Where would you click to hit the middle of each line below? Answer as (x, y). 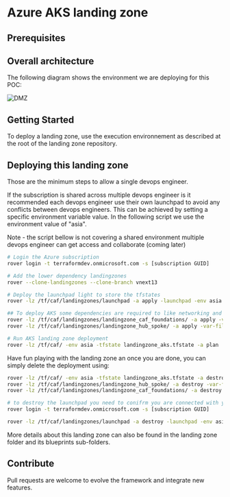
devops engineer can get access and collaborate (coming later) (97, 245)
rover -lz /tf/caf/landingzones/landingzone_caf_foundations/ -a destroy (115, 391)
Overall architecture (51, 61)
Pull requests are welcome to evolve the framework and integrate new (106, 480)
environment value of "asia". (47, 224)
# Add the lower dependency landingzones (67, 276)
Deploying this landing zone (68, 165)
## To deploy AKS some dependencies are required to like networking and (115, 313)
